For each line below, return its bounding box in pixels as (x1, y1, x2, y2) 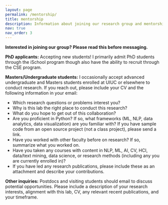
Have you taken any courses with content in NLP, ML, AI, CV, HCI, (12, 148, 148, 153)
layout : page (5, 7, 32, 12)
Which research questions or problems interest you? (12, 100, 120, 105)
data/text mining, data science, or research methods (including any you (12, 153, 160, 159)
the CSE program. (5, 64, 42, 70)
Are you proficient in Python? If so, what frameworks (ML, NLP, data (12, 116, 153, 121)
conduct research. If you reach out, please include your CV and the (5, 85, 144, 90)
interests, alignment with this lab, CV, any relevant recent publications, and (5, 189, 159, 195)
